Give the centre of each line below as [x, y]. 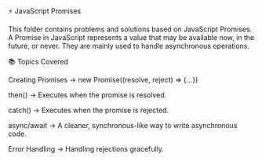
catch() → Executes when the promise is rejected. [89, 110]
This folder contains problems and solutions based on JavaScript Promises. [130, 29]
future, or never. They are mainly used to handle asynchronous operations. [129, 46]
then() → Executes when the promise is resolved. [87, 95]
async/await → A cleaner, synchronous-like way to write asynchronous [123, 125]
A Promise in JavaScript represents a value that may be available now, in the [131, 37]
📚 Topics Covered [38, 62]
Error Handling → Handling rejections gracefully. [86, 149]
